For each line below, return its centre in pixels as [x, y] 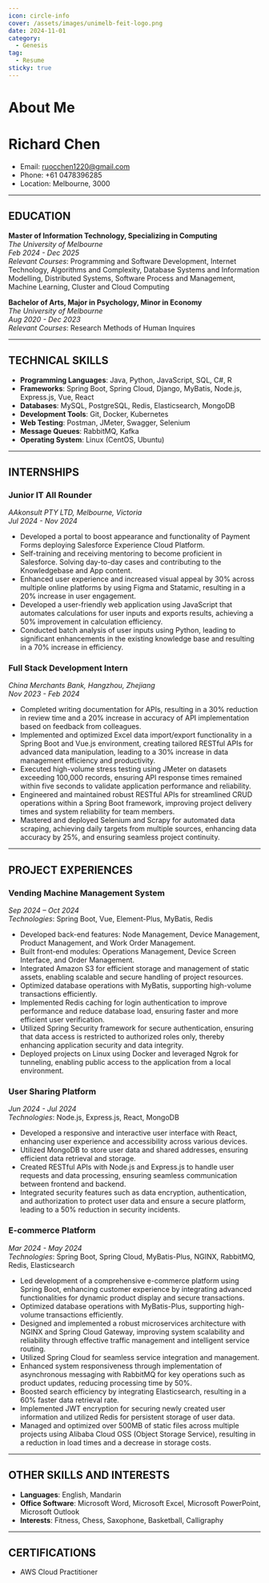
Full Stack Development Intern [68, 668]
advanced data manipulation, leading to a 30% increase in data [124, 752]
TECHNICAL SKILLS [58, 360]
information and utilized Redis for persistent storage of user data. [127, 1417]
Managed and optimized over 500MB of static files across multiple [129, 1425]
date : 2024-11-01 [37, 30]
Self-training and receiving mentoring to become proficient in [121, 553]
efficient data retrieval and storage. [78, 1159]
